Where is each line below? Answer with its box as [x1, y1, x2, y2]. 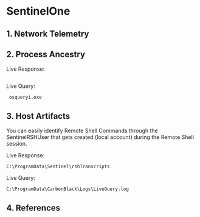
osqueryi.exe [9, 94, 43, 101]
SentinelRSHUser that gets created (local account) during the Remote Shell [6, 133, 195, 141]
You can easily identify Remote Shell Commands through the [6, 127, 158, 135]
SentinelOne [6, 4, 71, 18]
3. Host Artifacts [6, 111, 71, 121]
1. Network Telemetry [6, 29, 89, 39]
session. [6, 140, 27, 148]
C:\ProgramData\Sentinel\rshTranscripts [6, 163, 111, 170]
